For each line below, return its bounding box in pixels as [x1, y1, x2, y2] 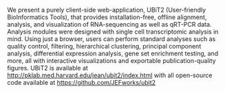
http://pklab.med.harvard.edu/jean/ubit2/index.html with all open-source [7, 71, 213, 79]
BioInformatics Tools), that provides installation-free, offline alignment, [7, 13, 207, 21]
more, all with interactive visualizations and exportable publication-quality [7, 57, 216, 64]
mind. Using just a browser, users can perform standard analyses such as [7, 35, 216, 43]
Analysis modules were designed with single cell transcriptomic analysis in [7, 27, 219, 36]
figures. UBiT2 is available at [7, 64, 88, 72]
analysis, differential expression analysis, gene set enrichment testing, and [7, 49, 219, 57]
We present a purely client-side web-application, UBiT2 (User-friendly [7, 6, 206, 14]
